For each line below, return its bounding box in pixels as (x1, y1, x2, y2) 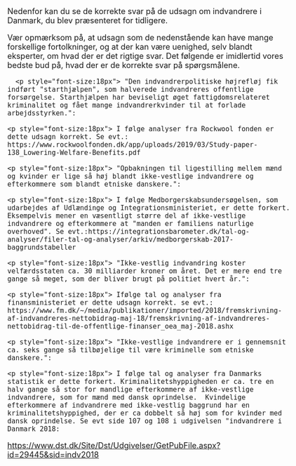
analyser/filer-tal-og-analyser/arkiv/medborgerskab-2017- (7, 235, 234, 244)
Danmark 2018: (7, 425, 60, 433)
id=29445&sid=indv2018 (7, 450, 100, 460)
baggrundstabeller (7, 244, 76, 252)
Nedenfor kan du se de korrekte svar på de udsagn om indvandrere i (7, 6, 262, 16)
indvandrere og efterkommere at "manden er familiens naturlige (7, 220, 254, 228)
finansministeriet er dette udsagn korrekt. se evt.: (7, 298, 214, 307)
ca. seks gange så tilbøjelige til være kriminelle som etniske (7, 346, 254, 354)
